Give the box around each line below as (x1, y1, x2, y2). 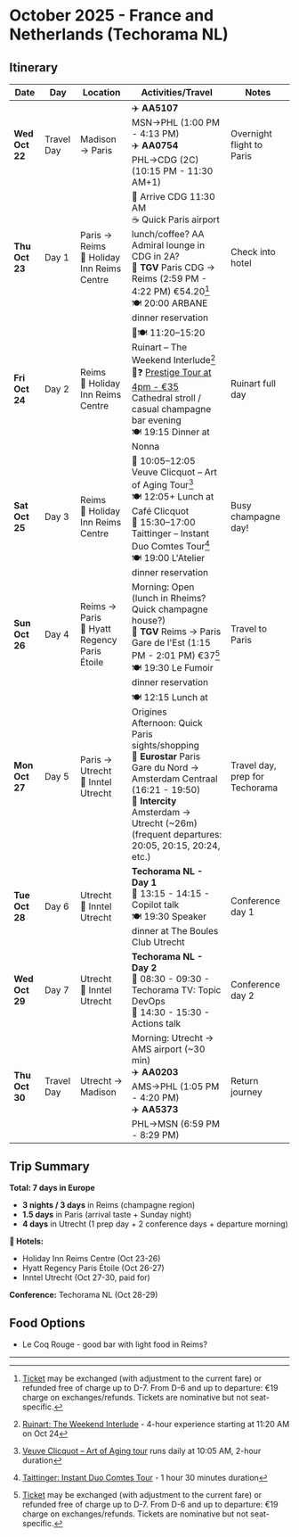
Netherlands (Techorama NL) (9, 24, 229, 45)
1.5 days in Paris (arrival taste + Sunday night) (21, 1210, 192, 1220)
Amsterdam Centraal (132, 773, 218, 785)
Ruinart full (230, 377, 276, 390)
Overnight (230, 128, 273, 139)
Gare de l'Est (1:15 (132, 637, 211, 649)
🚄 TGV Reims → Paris (132, 625, 222, 638)
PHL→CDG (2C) (132, 153, 199, 166)
